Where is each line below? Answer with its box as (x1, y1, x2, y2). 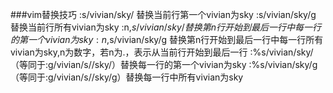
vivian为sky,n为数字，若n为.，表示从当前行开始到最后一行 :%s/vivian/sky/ (10, 46, 314, 58)
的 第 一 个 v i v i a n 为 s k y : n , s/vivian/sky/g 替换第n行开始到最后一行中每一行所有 (10, 34, 324, 45)
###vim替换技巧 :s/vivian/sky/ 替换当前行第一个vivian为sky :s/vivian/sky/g (10, 9, 317, 20)
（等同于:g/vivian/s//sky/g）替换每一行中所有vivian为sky (10, 71, 244, 83)
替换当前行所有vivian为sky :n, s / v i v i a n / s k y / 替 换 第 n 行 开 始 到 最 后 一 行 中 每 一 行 (10, 21, 322, 33)
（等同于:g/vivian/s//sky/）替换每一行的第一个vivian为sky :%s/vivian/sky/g (10, 59, 318, 70)
